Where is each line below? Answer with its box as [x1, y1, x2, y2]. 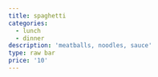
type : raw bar [8, 49, 56, 57]
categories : [8, 19, 48, 27]
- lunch [15, 26, 42, 34]
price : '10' [8, 57, 48, 65]
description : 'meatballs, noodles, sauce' [8, 42, 152, 50]
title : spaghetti [8, 11, 67, 20]
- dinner [15, 34, 45, 43]
